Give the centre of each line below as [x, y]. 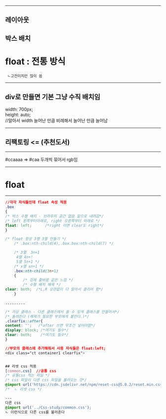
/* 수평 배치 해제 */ [42, 285]
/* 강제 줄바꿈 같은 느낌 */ [48, 280]
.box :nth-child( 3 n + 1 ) [36, 271]
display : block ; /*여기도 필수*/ [37, 330]
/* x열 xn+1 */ [29, 266]
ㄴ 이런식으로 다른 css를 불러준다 [35, 412]
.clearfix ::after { [24, 321]
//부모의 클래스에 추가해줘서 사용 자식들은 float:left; [56, 348]
